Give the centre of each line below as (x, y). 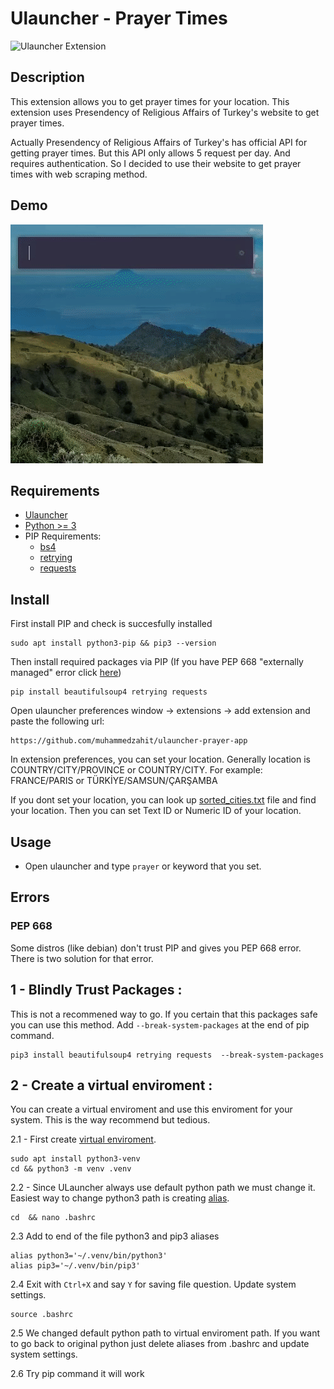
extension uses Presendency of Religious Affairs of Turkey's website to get (165, 112)
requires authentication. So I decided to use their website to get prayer (156, 163)
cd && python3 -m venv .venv (71, 1169)
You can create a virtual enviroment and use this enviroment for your (151, 1109)
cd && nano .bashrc (53, 1218)
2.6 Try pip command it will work (77, 1374)
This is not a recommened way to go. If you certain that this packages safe (164, 1014)
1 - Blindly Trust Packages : (96, 990)
